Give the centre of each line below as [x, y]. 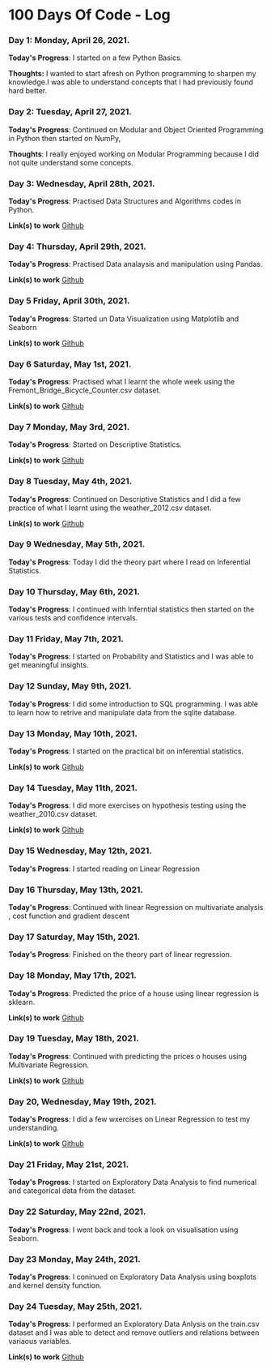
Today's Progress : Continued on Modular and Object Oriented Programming [136, 129]
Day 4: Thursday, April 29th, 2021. [78, 247]
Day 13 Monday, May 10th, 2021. [73, 733]
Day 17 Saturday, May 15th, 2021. [74, 937]
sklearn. [22, 1002]
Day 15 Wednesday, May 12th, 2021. [80, 851]
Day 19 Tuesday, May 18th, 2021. [74, 1038]
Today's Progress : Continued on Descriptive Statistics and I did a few [125, 499]
